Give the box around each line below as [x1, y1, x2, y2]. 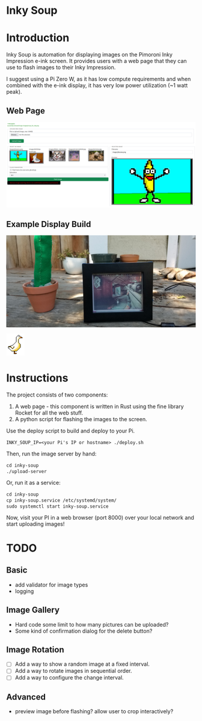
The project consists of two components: [6, 391, 108, 398]
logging [14, 587, 34, 595]
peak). [6, 88, 22, 96]
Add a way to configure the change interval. [14, 674, 124, 681]
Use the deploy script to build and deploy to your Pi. [6, 427, 135, 434]
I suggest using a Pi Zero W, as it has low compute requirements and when [6, 76, 191, 83]
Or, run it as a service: [6, 479, 61, 486]
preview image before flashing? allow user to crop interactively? [14, 708, 174, 715]
